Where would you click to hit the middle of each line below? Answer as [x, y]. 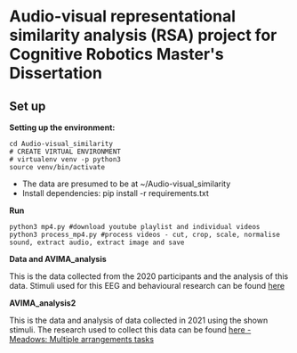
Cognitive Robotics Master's [116, 54]
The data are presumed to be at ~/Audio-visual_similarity [126, 184]
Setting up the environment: [62, 127]
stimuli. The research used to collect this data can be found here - [130, 330]
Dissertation [56, 74]
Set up [28, 106]
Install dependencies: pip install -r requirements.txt [115, 193]
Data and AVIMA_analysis [58, 259]
